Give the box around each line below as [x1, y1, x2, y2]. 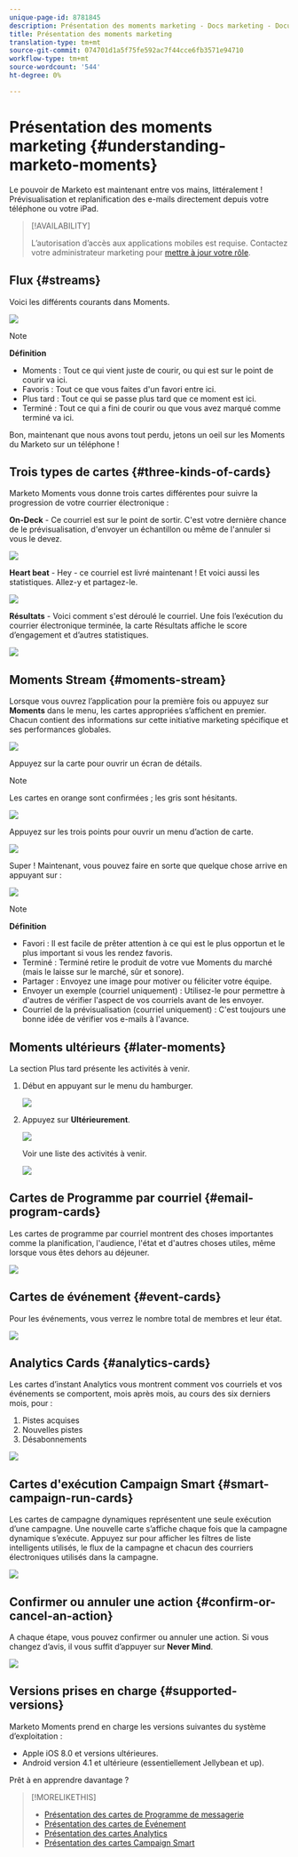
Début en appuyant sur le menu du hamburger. [21, 1080, 193, 1090]
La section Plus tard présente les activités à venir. [9, 1063, 191, 1073]
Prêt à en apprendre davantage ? [9, 1774, 129, 1785]
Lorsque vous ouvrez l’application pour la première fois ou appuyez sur [9, 695, 269, 707]
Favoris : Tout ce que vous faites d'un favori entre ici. [21, 383, 216, 394]
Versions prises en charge [9, 1684, 158, 1699]
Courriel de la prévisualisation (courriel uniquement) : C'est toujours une [21, 1004, 286, 1015]
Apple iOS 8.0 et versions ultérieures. [21, 1748, 159, 1758]
